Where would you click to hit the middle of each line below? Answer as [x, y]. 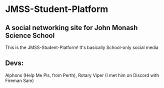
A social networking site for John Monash [71, 28]
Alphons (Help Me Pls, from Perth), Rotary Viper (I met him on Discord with [82, 75]
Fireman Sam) [19, 80]
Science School [30, 35]
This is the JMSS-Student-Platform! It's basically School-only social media [82, 47]
